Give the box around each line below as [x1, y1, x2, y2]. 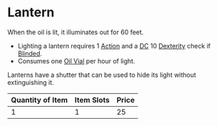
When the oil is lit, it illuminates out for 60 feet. [7, 28, 144, 36]
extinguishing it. [7, 78, 55, 86]
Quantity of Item [11, 95, 68, 105]
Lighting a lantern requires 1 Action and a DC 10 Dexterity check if [17, 41, 211, 50]
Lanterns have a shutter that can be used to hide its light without [7, 70, 197, 79]
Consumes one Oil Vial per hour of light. [17, 56, 135, 65]
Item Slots [74, 95, 110, 105]
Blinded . [17, 49, 43, 58]
